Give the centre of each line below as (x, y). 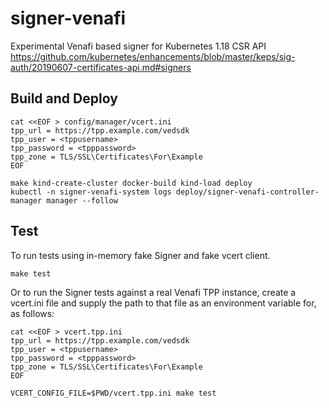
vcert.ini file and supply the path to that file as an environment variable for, (163, 303)
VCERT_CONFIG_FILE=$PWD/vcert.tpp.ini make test (113, 393)
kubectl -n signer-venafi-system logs (91, 192)
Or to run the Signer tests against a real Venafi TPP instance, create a (153, 292)
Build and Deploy (64, 98)
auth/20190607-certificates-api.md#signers (101, 67)
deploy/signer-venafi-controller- (247, 192)
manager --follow (82, 200)
